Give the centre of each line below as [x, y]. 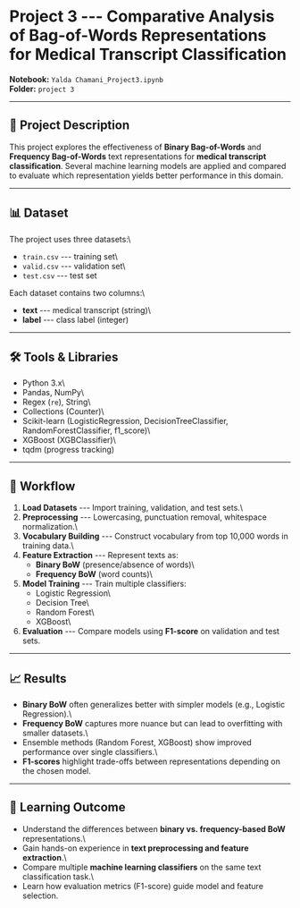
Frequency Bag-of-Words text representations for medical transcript [138, 156]
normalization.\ [50, 527]
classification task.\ [58, 876]
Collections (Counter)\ [63, 412]
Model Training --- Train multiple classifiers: [104, 584]
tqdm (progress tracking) [68, 450]
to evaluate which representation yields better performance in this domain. [146, 175]
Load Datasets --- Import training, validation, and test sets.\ [133, 508]
